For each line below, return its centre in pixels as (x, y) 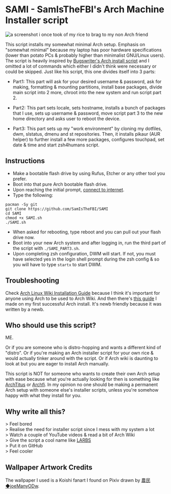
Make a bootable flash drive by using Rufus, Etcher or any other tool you (89, 173)
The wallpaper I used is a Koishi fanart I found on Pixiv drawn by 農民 (78, 480)
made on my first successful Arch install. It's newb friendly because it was (83, 304)
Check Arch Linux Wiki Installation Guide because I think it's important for (83, 293)
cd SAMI (14, 213)
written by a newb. (25, 309)
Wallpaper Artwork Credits (49, 467)
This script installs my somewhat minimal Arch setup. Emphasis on (75, 44)
